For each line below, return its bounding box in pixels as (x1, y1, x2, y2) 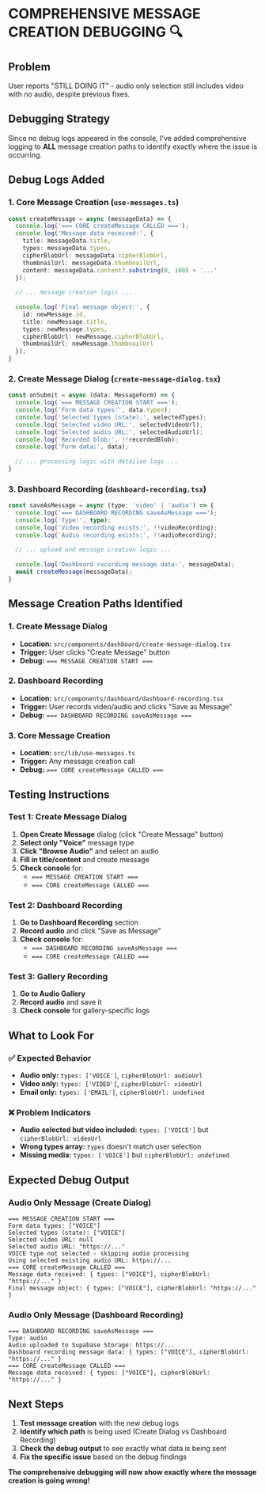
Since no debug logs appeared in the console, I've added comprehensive (8, 133, 247, 142)
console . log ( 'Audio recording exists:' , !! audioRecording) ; (15, 531, 218, 539)
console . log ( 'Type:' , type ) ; (15, 516, 112, 524)
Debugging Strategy (8, 112, 111, 126)
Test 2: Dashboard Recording (8, 899, 123, 910)
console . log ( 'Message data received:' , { (15, 230, 154, 237)
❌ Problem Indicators (8, 1107, 92, 1119)
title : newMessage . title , (22, 317, 108, 325)
